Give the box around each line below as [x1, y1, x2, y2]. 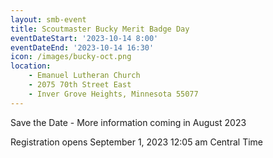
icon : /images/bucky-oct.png [10, 52, 132, 62]
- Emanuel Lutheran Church [28, 71, 141, 81]
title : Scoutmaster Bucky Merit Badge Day [10, 24, 190, 34]
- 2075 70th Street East [28, 80, 132, 90]
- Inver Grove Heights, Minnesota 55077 [28, 89, 199, 99]
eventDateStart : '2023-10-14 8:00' [10, 33, 159, 43]
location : [10, 61, 52, 71]
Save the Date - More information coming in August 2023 [10, 116, 247, 128]
